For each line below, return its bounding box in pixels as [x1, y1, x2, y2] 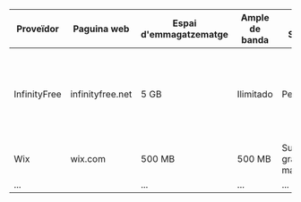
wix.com [70, 153, 106, 164]
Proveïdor [16, 22, 60, 35]
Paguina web [73, 22, 130, 35]
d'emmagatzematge [140, 29, 228, 40]
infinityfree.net [70, 88, 133, 100]
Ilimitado [236, 88, 273, 100]
